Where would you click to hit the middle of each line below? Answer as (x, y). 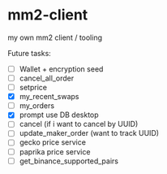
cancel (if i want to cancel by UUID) (79, 124)
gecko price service (53, 142)
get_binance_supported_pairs (69, 161)
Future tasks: (30, 53)
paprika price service (55, 151)
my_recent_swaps (49, 97)
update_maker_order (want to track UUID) (89, 133)
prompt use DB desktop (59, 115)
